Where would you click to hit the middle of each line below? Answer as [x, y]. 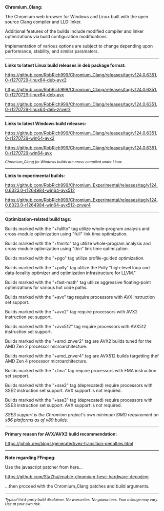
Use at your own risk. [23, 504]
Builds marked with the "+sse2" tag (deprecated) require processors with [79, 385]
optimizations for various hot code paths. [46, 287]
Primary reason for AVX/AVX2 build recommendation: [61, 434]
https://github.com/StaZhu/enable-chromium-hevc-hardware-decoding [77, 477]
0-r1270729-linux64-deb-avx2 [36, 80]
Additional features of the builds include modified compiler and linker [74, 31]
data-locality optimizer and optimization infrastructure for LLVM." [70, 273]
